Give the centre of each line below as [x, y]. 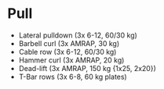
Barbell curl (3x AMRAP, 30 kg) [69, 43]
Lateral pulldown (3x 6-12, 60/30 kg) [78, 35]
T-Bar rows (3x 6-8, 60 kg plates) [73, 77]
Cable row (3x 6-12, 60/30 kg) [67, 52]
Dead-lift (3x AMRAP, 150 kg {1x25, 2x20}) [87, 68]
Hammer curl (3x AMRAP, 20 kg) [71, 60]
